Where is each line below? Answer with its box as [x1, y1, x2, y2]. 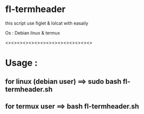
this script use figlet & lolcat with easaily [5, 20, 89, 26]
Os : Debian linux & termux [5, 30, 60, 36]
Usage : [5, 57, 38, 69]
